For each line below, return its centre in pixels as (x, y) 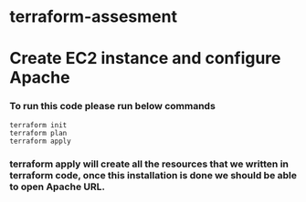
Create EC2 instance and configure (145, 59)
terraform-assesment (94, 17)
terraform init (38, 125)
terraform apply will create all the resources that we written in (149, 164)
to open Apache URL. (57, 187)
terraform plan (38, 133)
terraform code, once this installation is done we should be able (153, 175)
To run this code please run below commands (113, 106)
